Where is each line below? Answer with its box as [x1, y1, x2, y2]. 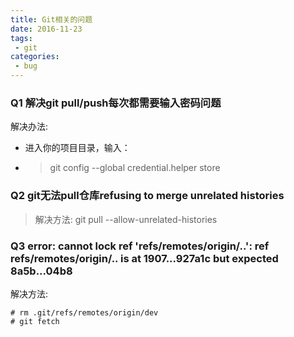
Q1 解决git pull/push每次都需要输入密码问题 [10, 96, 222, 110]
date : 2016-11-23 [10, 24, 83, 34]
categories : [10, 52, 60, 62]
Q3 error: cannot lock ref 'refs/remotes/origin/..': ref [10, 239, 270, 253]
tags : [10, 33, 33, 43]
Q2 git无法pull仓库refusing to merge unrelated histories [10, 189, 285, 203]
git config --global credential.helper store [49, 162, 221, 174]
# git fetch [10, 316, 60, 326]
